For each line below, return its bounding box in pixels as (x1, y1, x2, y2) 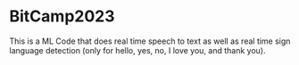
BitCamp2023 (9, 6, 115, 27)
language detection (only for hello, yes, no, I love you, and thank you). (9, 45, 266, 55)
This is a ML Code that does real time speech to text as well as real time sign (9, 36, 291, 46)
